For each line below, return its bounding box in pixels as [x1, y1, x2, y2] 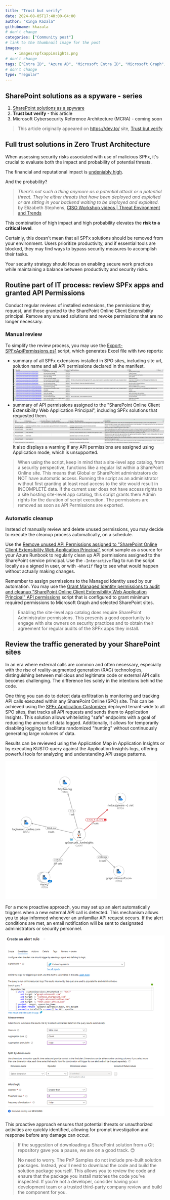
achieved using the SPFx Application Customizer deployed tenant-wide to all [5, 703, 165, 709]
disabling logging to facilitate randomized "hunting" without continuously [5, 725, 157, 731]
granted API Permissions [5, 289, 85, 297]
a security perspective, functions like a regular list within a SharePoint [17, 464, 163, 470]
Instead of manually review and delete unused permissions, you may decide [5, 526, 163, 532]
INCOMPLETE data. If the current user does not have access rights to [17, 486, 163, 492]
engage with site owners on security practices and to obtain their [17, 620, 154, 626]
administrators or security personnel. [5, 925, 82, 931]
